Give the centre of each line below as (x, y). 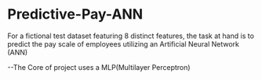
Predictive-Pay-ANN (75, 14)
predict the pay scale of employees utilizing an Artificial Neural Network (124, 43)
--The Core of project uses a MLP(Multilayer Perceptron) (99, 67)
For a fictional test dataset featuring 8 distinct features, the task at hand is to (131, 36)
